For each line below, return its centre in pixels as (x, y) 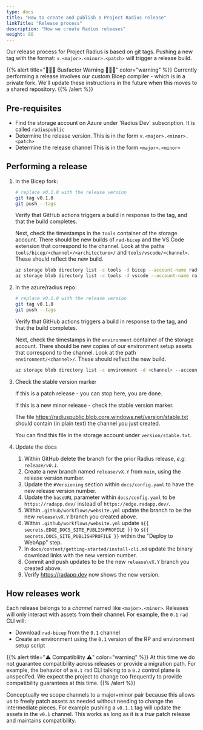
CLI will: (16, 621)
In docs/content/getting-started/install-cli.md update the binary (108, 549)
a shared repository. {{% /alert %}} (50, 89)
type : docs (20, 12)
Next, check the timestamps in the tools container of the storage (96, 233)
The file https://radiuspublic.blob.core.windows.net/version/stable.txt (101, 417)
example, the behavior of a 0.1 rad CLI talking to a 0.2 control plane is (93, 670)
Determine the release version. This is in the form (77, 136)
